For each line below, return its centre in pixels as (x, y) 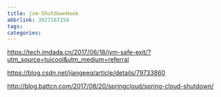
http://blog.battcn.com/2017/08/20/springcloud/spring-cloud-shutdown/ (110, 86)
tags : (15, 26)
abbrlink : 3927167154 (38, 20)
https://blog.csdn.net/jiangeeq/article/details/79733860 (86, 73)
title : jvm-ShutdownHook (43, 13)
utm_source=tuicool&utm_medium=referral (68, 60)
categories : (24, 33)
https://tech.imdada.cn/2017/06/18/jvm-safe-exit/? (79, 52)
